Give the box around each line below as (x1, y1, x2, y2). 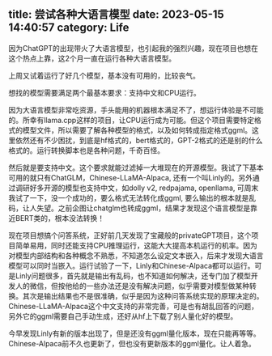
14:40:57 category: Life (8, 21, 130, 35)
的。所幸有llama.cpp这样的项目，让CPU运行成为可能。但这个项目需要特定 (8, 115, 255, 125)
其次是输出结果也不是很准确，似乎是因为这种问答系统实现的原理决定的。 (22, 290, 264, 301)
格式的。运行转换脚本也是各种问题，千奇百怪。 (8, 145, 164, 155)
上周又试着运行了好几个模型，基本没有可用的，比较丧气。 (8, 70, 200, 80)
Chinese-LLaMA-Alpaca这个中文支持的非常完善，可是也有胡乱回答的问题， (8, 301, 259, 311)
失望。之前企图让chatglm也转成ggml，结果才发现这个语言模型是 (36, 203, 251, 213)
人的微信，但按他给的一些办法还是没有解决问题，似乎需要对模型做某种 (15, 281, 249, 290)
